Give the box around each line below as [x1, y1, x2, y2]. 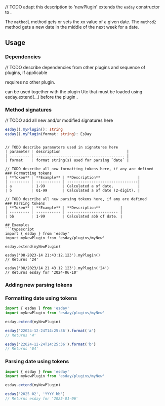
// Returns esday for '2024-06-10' [5, 270, 79, 275]
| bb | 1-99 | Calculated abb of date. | [5, 214, 123, 219]
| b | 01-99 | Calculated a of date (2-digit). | [5, 188, 140, 193]
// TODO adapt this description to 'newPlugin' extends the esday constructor [5, 4, 160, 10]
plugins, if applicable [5, 70, 48, 75]
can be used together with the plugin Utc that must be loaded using [5, 88, 143, 95]
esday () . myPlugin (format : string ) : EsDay [5, 132, 92, 137]
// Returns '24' [5, 257, 39, 262]
